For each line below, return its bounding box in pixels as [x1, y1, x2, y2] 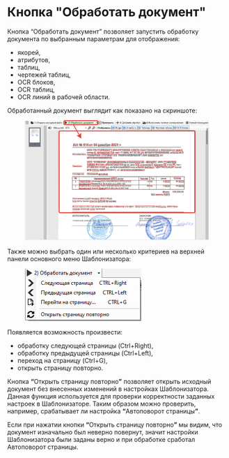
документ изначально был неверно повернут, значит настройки [7, 427, 198, 436]
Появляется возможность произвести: [7, 327, 123, 336]
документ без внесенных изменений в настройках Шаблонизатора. [7, 385, 209, 393]
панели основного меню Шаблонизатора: [7, 254, 132, 263]
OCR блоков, [17, 77, 56, 86]
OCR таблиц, [17, 85, 56, 94]
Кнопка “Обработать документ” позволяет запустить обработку [7, 27, 199, 36]
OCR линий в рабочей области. [17, 92, 110, 101]
